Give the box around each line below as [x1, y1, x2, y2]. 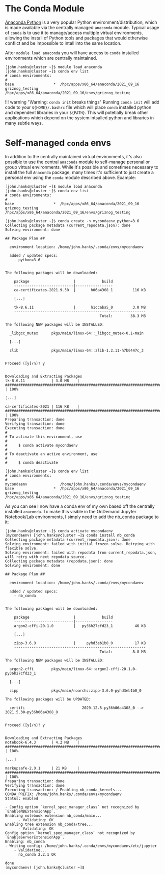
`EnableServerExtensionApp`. [5, 835, 65, 840]
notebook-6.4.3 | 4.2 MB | [5, 740, 80, 745]
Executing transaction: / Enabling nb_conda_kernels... [5, 787, 122, 792]
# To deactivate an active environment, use [5, 452, 98, 456]
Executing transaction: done [5, 425, 65, 430]
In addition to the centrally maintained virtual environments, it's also [5, 153, 142, 159]
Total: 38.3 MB [99, 314, 146, 318]
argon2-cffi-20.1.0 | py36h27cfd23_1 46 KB [14, 623, 146, 629]
